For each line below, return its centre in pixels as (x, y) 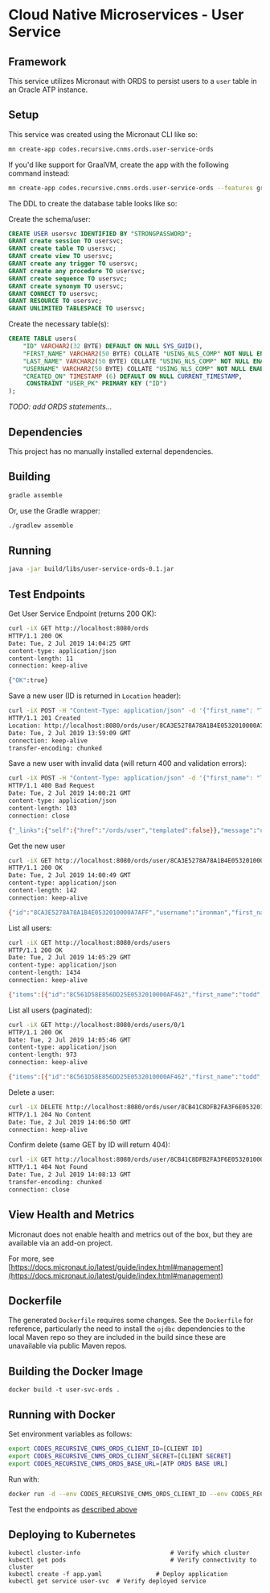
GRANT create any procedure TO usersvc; (77, 271)
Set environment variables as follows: (70, 1434)
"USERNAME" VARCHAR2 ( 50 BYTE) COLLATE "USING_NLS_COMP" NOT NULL (135, 368)
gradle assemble (35, 495)
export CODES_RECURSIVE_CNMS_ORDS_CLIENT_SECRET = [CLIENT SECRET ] (120, 1456)
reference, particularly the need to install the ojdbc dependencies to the (127, 1329)
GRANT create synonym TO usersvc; (66, 286)
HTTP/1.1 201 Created (45, 718)
